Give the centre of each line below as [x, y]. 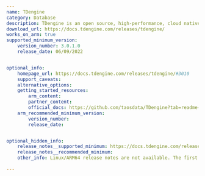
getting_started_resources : [53, 91]
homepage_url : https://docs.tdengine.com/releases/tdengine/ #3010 [103, 74]
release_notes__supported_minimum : [63, 147]
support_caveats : [39, 79]
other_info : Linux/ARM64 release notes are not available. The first [108, 158]
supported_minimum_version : [42, 40]
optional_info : [26, 68]
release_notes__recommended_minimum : [65, 152]
